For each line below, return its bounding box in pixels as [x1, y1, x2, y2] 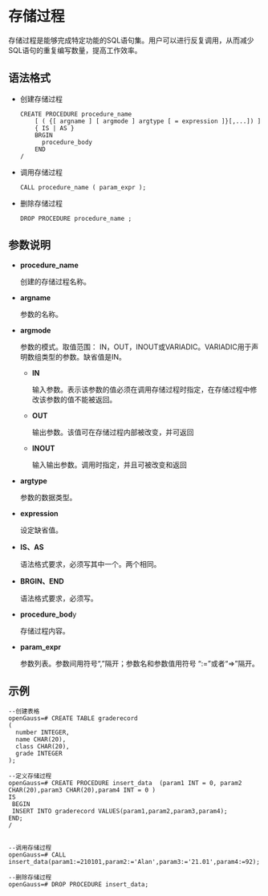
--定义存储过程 [8, 772, 52, 780]
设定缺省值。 [19, 525, 63, 535]
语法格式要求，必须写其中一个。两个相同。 [19, 559, 161, 568]
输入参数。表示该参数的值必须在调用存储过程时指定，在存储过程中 [31, 385, 250, 394]
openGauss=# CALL [8, 851, 67, 859]
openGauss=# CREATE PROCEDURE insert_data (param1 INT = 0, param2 [8, 780, 242, 788]
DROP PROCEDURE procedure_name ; [19, 214, 132, 222]
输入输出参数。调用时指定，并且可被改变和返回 [31, 459, 187, 470]
